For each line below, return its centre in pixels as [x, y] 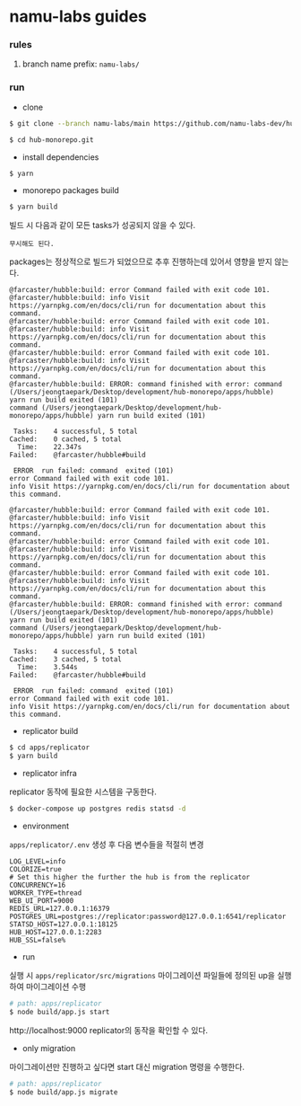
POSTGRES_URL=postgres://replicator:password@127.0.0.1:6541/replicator [148, 916]
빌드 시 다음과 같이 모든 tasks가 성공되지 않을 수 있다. [103, 226]
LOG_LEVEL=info [38, 861]
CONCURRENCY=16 [38, 885]
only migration [49, 1048]
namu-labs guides [78, 17]
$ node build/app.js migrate [64, 1092]
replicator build [50, 731]
